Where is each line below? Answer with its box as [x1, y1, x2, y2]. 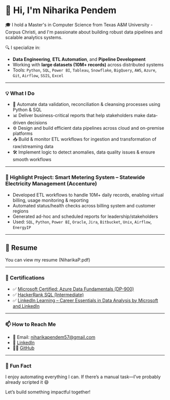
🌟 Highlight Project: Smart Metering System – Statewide [5, 174, 145, 181]
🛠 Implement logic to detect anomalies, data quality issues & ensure [12, 149, 155, 155]
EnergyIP [12, 225, 31, 230]
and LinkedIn [12, 303, 40, 309]
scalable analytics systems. [5, 34, 63, 40]
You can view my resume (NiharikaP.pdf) [5, 257, 91, 263]
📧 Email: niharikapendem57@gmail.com [12, 334, 96, 340]
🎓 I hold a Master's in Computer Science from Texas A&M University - [5, 21, 153, 27]
